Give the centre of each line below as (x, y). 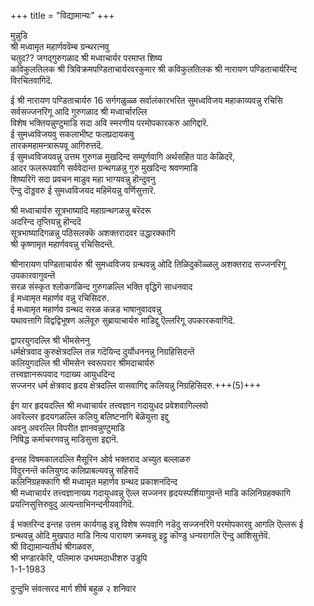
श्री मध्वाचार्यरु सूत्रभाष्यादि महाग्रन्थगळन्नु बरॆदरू (81, 210)
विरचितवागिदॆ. (31, 80)
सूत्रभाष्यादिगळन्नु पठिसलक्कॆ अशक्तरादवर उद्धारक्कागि (93, 233)
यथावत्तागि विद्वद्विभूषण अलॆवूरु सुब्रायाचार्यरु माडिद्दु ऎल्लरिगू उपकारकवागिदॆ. (123, 320)
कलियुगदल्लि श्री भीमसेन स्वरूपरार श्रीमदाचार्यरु (82, 363)
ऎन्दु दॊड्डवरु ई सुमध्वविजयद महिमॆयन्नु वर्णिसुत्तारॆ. (83, 190)
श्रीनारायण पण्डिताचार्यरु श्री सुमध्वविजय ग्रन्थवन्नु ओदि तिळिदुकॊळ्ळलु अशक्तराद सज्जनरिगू (148, 264)
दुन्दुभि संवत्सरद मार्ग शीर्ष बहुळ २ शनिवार (73, 588)
